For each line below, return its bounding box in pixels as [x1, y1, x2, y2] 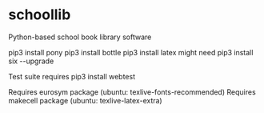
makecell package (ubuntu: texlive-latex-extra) [8, 95, 162, 105]
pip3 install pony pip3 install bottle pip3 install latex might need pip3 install [8, 47, 254, 57]
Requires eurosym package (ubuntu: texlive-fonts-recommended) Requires [8, 87, 256, 97]
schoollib [8, 6, 71, 24]
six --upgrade [8, 56, 54, 66]
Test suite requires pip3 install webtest [8, 71, 136, 81]
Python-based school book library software [8, 32, 152, 42]
